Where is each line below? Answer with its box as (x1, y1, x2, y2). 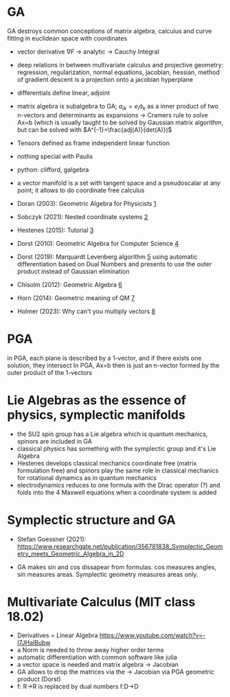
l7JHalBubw (16, 639, 51, 647)
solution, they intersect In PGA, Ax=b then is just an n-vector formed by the (7, 361, 220, 369)
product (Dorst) (16, 675, 62, 683)
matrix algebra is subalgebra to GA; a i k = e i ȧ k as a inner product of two (16, 102, 218, 112)
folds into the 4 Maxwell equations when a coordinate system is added (16, 488, 217, 496)
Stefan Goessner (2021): (16, 535, 87, 543)
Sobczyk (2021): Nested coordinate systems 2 (16, 212, 148, 220)
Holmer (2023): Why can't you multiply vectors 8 (16, 307, 156, 315)
